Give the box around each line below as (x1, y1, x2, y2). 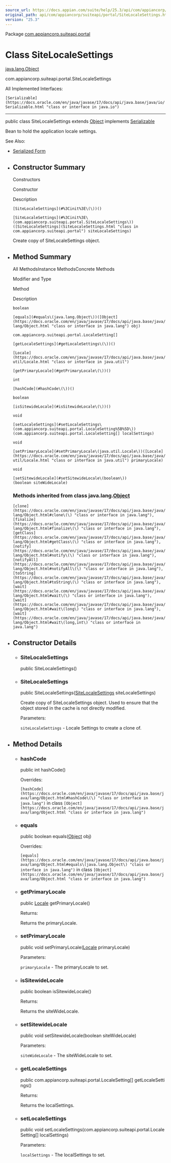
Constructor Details (12, 638, 77, 647)
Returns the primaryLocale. (20, 919, 78, 926)
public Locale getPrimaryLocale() (20, 900, 91, 906)
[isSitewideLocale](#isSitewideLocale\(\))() (12, 404, 111, 409)
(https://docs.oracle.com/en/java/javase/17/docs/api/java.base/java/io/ (5, 100, 165, 105)
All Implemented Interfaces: (5, 85, 63, 92)
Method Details (12, 740, 63, 749)
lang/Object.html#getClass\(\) (12, 539, 79, 545)
